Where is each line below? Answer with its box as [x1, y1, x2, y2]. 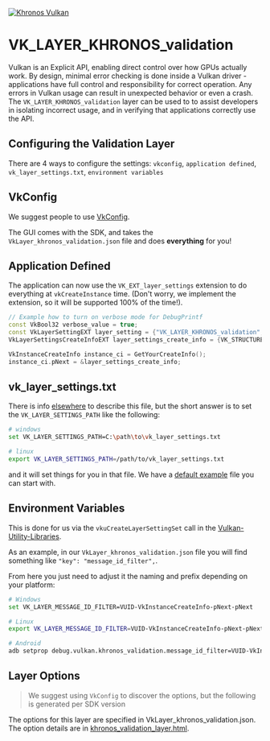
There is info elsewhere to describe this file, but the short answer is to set [8, 401, 252, 411]
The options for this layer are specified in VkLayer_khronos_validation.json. [8, 714, 256, 724]
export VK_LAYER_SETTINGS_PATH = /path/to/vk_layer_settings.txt [8, 455, 225, 463]
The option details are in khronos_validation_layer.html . [8, 723, 190, 733]
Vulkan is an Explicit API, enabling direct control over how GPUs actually [8, 62, 247, 72]
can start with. [8, 478, 56, 487]
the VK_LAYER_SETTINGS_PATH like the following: [8, 410, 161, 420]
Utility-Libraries [8, 532, 60, 541]
